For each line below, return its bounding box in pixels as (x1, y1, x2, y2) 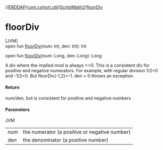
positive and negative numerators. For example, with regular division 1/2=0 (5, 67, 158, 73)
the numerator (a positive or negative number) (22, 129, 131, 136)
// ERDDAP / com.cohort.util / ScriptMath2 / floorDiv (5, 4, 103, 10)
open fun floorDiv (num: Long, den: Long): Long (5, 52, 102, 58)
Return (5, 84, 20, 90)
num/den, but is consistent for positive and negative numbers (5, 95, 131, 101)
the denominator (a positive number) (22, 137, 108, 144)
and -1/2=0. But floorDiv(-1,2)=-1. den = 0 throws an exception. (5, 73, 134, 79)
